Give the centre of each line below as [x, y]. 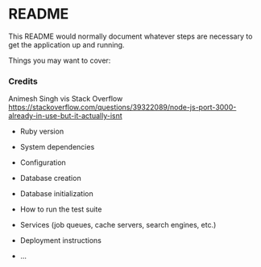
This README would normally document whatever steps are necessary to [130, 36]
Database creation [51, 179]
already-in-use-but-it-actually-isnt [65, 116]
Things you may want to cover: [60, 60]
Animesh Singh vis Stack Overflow [66, 99]
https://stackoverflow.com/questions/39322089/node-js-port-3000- [122, 107]
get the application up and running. [66, 44]
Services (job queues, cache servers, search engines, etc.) [118, 225]
